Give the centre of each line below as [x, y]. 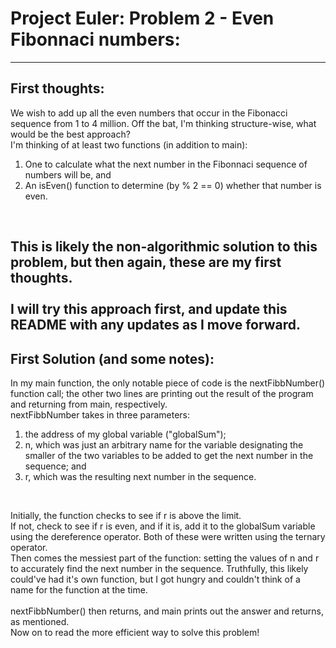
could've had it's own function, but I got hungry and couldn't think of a [155, 579]
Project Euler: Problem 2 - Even [142, 18]
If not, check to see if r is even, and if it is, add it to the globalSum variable [163, 526]
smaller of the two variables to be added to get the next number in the [169, 455]
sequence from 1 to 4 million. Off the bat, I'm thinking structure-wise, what [163, 123]
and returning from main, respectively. [89, 404]
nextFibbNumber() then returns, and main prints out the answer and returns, [167, 611]
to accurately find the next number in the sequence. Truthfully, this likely [159, 568]
